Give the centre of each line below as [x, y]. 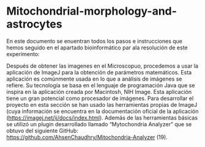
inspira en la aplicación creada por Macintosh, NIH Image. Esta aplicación [99, 91]
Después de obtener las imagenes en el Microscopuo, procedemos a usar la [102, 66]
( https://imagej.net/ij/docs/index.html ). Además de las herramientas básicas [102, 118]
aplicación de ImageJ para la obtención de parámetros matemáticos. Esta [99, 72]
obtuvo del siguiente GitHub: [42, 131]
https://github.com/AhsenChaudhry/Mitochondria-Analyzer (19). [87, 137]
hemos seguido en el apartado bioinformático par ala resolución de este [97, 48]
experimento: [23, 54]
